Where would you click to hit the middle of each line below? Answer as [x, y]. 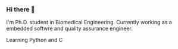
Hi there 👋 [21, 9]
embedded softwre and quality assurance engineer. [69, 28]
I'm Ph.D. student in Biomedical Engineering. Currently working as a [89, 22]
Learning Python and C [35, 40]
